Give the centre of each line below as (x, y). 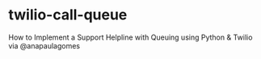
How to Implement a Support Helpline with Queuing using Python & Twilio (130, 37)
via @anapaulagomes (44, 45)
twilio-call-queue (68, 15)
